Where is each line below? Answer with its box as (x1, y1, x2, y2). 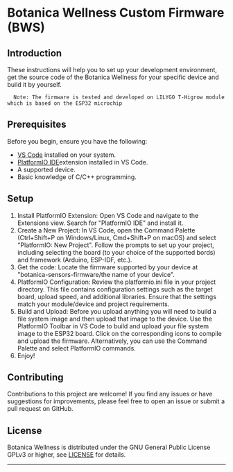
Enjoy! (17, 351, 35, 360)
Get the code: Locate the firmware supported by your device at (17, 262, 198, 271)
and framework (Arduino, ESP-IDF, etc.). (17, 255, 132, 264)
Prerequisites (7, 119, 67, 130)
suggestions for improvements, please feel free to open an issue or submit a (7, 397, 225, 405)
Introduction (7, 47, 62, 59)
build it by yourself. (7, 81, 62, 88)
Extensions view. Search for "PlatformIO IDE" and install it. (17, 219, 184, 227)
